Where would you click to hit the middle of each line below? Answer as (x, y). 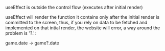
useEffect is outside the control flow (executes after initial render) (74, 7)
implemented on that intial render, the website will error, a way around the (83, 28)
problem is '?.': (21, 33)
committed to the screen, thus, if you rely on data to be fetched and (76, 22)
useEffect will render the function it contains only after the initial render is (82, 17)
